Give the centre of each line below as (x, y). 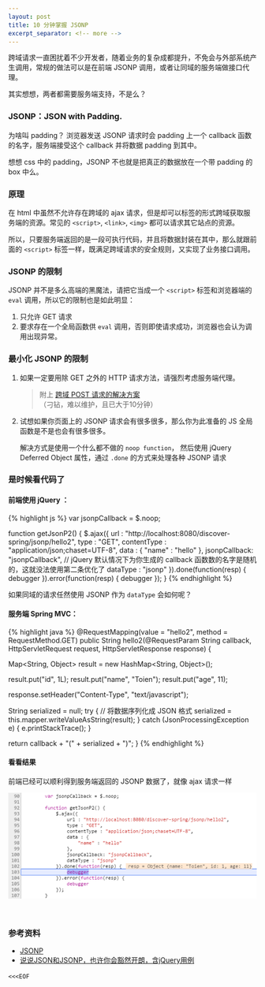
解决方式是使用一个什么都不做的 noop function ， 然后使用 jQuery (125, 447)
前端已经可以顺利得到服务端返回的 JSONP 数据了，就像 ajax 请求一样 (120, 781)
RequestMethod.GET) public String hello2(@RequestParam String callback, (130, 640)
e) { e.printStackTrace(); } (50, 728)
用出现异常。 (40, 337)
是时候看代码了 (37, 479)
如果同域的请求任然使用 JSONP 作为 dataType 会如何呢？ (100, 594)
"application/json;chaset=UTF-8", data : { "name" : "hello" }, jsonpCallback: (131, 550)
